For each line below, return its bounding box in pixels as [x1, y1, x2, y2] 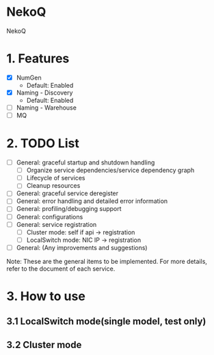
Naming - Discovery [16, 88, 73, 97]
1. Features [6, 51, 70, 66]
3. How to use [6, 289, 86, 304]
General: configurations [16, 212, 83, 221]
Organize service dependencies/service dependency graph [26, 166, 195, 175]
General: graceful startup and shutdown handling [16, 158, 155, 167]
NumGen [16, 73, 42, 82]
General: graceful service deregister [16, 189, 119, 197]
